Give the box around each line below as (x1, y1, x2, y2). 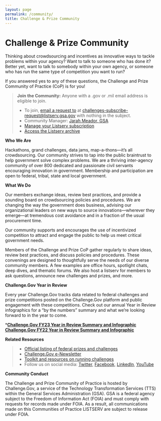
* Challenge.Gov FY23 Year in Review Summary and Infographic (5, 322, 137, 328)
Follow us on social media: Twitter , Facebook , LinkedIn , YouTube (24, 362, 154, 367)
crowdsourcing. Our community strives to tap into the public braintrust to (5, 152, 152, 158)
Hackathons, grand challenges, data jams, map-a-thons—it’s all (5, 147, 133, 153)
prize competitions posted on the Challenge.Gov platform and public (5, 297, 142, 303)
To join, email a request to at (24, 108, 81, 114)
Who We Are (5, 137, 31, 144)
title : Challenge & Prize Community (5, 16, 80, 21)
